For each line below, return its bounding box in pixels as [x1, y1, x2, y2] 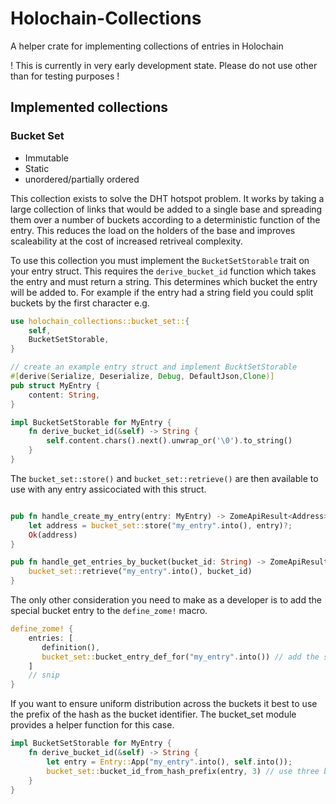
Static [24, 162, 50, 174]
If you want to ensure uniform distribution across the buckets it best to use [10, 698, 318, 710]
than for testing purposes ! [10, 70, 120, 82]
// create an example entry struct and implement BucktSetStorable [10, 362, 298, 372]
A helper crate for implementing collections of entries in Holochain [10, 40, 284, 52]
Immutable [24, 152, 69, 164]
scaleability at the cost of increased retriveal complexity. [10, 235, 243, 247]
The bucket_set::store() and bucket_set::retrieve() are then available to [10, 472, 319, 484]
